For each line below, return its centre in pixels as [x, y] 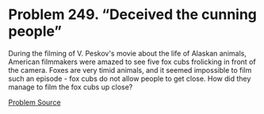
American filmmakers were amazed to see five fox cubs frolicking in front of [132, 62]
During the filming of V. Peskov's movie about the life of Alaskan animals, [128, 53]
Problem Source [34, 102]
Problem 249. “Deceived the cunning [133, 15]
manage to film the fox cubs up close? [71, 87]
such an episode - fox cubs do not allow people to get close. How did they [130, 78]
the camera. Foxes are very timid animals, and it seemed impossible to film [130, 70]
